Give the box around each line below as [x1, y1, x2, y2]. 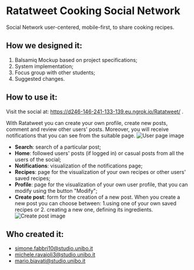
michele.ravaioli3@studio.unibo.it [14, 251, 96, 258]
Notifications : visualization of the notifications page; [14, 162, 143, 169]
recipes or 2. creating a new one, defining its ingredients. [14, 206, 153, 213]
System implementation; [14, 62, 73, 70]
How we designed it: [6, 41, 82, 51]
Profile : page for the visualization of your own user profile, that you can [14, 181, 188, 188]
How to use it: [6, 93, 58, 103]
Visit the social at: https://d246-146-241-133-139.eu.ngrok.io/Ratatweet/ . [6, 108, 183, 115]
